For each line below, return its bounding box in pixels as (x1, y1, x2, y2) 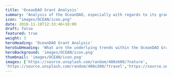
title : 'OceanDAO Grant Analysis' (5, 7, 79, 13)
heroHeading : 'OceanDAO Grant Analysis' (5, 41, 93, 46)
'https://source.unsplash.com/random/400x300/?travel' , (5, 64, 127, 69)
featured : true (5, 31, 38, 36)
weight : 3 (5, 36, 27, 41)
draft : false (5, 26, 33, 31)
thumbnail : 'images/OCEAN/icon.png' (5, 54, 83, 60)
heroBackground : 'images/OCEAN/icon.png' (5, 50, 95, 55)
